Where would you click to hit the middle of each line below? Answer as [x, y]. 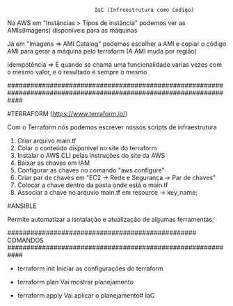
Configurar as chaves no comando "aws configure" [91, 170]
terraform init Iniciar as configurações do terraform [90, 268]
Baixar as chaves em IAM [54, 163]
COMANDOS [25, 240]
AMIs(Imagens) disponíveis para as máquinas [72, 30]
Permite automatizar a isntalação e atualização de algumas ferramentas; [111, 219]
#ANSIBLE [22, 206]
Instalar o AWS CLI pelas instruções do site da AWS [91, 155]
